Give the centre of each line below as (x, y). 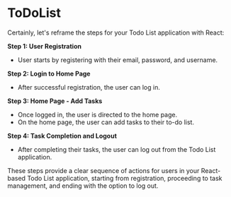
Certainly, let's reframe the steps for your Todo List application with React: (116, 32)
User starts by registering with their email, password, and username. (118, 60)
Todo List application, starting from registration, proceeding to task (125, 178)
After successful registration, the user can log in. (89, 87)
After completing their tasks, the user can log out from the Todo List (117, 149)
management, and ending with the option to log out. (83, 186)
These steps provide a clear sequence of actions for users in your (103, 170)
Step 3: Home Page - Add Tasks (55, 101)
